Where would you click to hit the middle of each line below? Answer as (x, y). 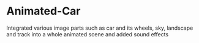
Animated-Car (43, 11)
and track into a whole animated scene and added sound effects (88, 34)
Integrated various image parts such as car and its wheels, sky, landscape (100, 28)
